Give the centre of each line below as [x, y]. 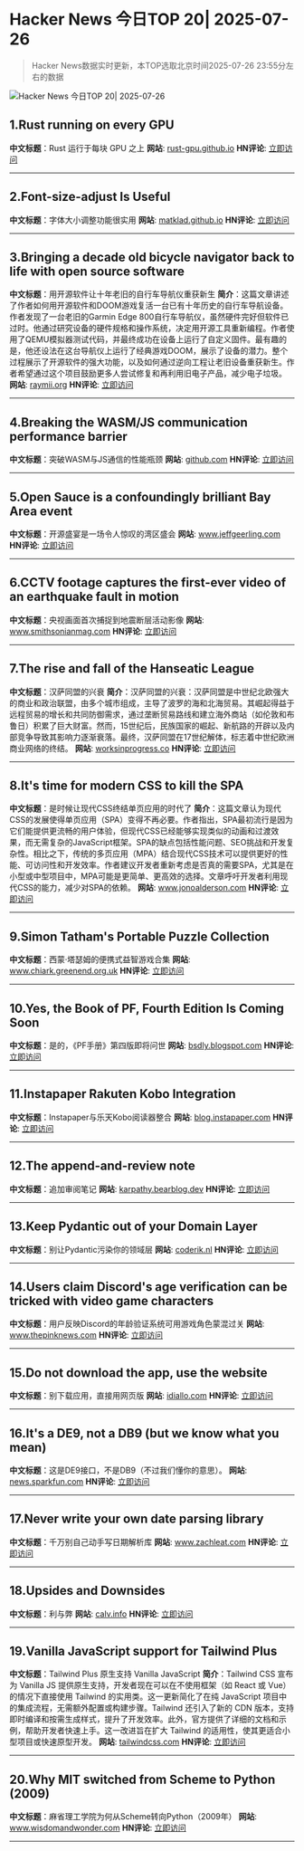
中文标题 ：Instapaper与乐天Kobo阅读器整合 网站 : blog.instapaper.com [140, 1117]
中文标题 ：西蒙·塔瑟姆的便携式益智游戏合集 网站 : [100, 959]
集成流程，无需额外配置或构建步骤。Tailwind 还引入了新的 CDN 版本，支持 [156, 1708]
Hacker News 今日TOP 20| [110, 19]
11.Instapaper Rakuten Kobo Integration [123, 1094]
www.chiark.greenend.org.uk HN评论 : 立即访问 [97, 971]
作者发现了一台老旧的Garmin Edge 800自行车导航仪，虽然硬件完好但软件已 [149, 317]
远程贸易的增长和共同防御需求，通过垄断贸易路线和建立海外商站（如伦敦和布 [152, 714]
